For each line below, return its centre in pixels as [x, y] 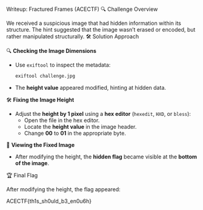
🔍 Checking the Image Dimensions [52, 51]
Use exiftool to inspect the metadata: [63, 65]
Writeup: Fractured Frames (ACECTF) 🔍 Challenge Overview [82, 9]
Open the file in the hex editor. [62, 120]
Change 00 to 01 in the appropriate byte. [75, 133]
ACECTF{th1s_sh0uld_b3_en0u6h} [49, 201]
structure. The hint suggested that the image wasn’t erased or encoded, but [101, 29]
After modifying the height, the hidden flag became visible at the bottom [106, 157]
